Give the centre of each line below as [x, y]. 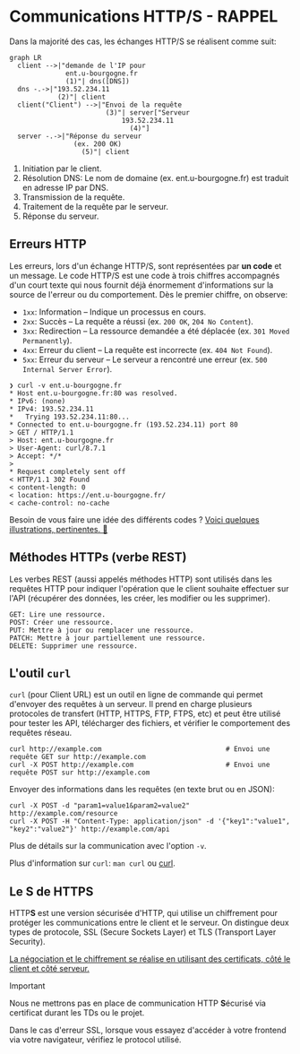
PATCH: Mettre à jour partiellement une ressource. [107, 638]
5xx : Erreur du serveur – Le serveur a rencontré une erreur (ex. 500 [145, 359]
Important [27, 986]
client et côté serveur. [49, 969]
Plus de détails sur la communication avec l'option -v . [108, 846]
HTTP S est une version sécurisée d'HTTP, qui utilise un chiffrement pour [144, 913]
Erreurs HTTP [48, 244]
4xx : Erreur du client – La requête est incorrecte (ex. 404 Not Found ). [147, 350]
